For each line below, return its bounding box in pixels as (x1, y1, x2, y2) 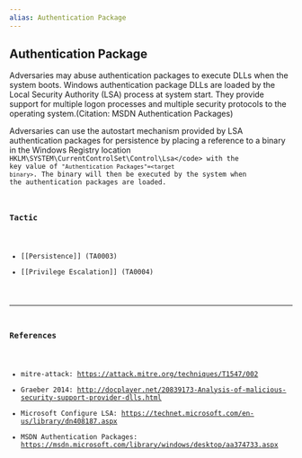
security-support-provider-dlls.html (21, 392, 162, 402)
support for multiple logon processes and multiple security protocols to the (9, 99, 288, 110)
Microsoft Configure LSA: (21, 409, 119, 418)
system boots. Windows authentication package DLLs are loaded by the (9, 80, 276, 91)
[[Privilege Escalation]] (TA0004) (21, 267, 155, 277)
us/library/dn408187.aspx (21, 417, 119, 426)
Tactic (9, 212, 39, 223)
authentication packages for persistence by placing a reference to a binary (9, 136, 286, 146)
